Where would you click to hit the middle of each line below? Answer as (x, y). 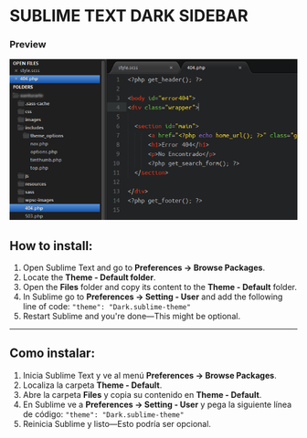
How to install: (51, 246)
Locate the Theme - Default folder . (89, 277)
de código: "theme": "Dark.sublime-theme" (103, 414)
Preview (28, 45)
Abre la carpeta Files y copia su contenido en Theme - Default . (142, 394)
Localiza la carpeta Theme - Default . (92, 385)
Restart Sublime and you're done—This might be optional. (131, 316)
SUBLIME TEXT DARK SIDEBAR (129, 16)
